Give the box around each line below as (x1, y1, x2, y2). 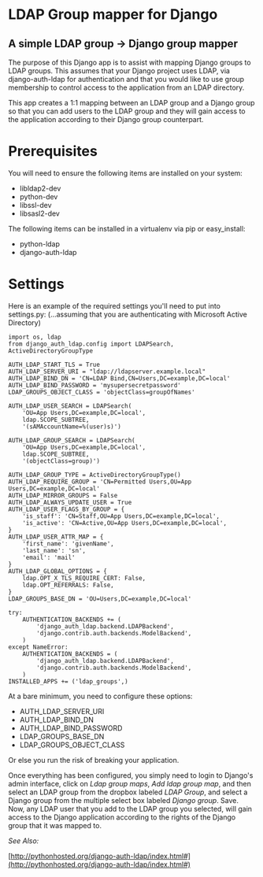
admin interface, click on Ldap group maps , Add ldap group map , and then (8, 779, 252, 788)
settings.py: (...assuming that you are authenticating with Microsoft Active (8, 309, 248, 319)
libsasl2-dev (19, 209, 61, 218)
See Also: (8, 836, 39, 846)
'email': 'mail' (22, 553, 76, 561)
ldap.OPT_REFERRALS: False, (22, 581, 114, 589)
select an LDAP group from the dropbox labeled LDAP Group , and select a (8, 787, 248, 797)
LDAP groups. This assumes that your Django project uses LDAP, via (8, 66, 231, 76)
